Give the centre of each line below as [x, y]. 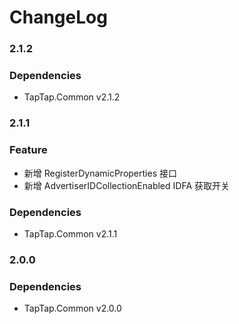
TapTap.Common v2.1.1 [70, 233]
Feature [28, 150]
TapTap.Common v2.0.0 [72, 308]
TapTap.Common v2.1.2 [72, 97]
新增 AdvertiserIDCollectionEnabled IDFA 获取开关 [126, 185]
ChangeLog [58, 17]
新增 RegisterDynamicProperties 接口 [100, 173]
